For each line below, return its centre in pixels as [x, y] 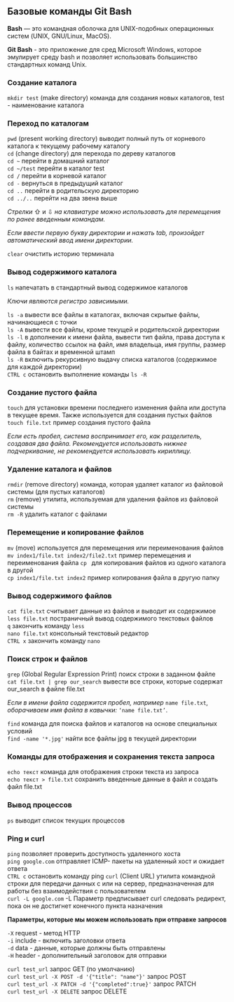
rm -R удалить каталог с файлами [57, 514]
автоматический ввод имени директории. [70, 241]
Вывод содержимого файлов [60, 595]
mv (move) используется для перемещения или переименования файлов [116, 548]
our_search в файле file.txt [46, 689]
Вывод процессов [40, 805]
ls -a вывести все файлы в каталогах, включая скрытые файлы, [104, 314]
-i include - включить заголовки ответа [67, 941]
